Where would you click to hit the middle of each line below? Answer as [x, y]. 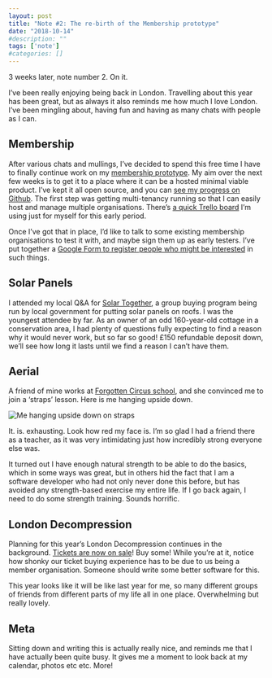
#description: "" [38, 39]
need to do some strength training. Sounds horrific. [94, 499]
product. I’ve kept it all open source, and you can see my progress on [125, 190]
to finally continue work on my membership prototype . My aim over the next [135, 173]
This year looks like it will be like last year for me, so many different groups [133, 586]
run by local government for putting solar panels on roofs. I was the [121, 311]
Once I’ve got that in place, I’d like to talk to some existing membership [127, 231]
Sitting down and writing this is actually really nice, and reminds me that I [130, 649]
